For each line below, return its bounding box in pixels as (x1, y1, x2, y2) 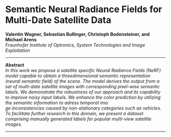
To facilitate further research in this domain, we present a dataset (5, 110, 144, 116)
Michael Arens (5, 37, 37, 43)
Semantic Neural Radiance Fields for (5, 4, 162, 15)
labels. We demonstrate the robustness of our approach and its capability (5, 89, 161, 95)
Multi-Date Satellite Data (5, 14, 111, 26)
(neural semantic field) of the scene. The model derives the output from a (5, 78, 160, 84)
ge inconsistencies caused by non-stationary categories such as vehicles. (5, 105, 162, 111)
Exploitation (5, 47, 31, 53)
